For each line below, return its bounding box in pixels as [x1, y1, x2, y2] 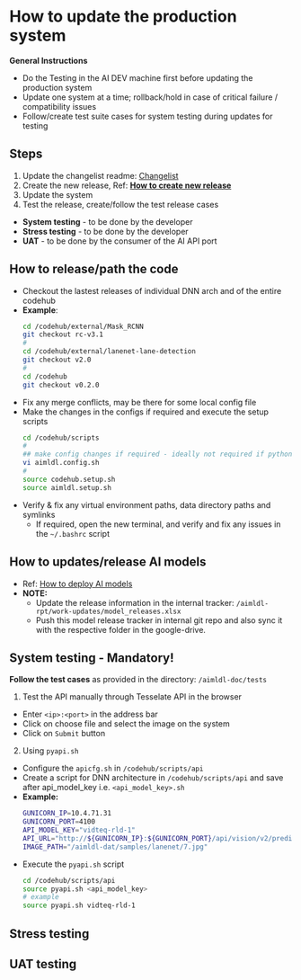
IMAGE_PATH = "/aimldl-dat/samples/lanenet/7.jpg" [22, 842, 208, 851]
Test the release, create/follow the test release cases [22, 199, 219, 209]
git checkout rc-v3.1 [22, 330, 103, 339]
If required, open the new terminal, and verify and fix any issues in [35, 519, 281, 530]
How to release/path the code [9, 262, 179, 277]
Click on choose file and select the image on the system [22, 718, 231, 729]
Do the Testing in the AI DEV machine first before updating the [22, 72, 253, 83]
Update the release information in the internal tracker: [35, 597, 235, 608]
